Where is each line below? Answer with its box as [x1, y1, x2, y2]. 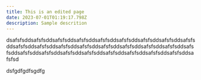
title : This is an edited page [6, 8, 85, 15]
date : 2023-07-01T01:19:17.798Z [6, 14, 87, 20]
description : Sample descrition [6, 20, 87, 26]
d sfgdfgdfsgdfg [6, 67, 45, 75]
